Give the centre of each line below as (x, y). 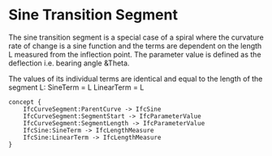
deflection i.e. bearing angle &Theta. (69, 63)
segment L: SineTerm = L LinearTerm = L (76, 87)
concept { (25, 102)
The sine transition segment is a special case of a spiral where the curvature (136, 37)
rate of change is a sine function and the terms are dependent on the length (135, 45)
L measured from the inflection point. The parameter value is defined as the (135, 54)
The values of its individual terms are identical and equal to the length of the (136, 78)
